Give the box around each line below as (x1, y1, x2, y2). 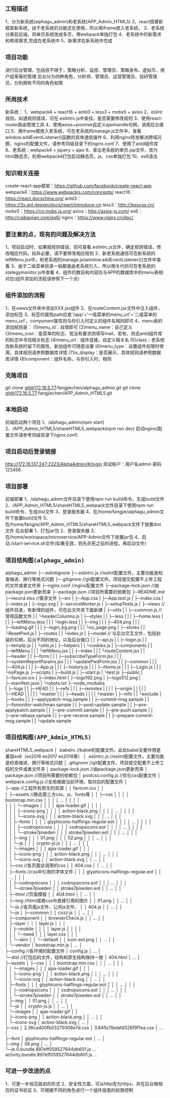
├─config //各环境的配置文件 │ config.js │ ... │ (5, 948, 101, 954)
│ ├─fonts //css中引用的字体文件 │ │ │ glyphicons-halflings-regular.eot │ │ (5, 868, 162, 874)
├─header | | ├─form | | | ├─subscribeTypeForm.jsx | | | (5, 653, 121, 659)
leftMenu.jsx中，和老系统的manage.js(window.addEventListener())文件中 (5, 257, 157, 263)
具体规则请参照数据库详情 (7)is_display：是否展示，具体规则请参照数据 (14, 349, 161, 356)
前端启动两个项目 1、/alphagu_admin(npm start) (5, 419, 105, 425)
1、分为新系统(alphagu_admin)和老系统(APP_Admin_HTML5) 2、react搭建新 (5, 18, 163, 24)
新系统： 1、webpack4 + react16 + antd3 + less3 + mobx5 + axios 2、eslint (5, 109, 163, 115)
